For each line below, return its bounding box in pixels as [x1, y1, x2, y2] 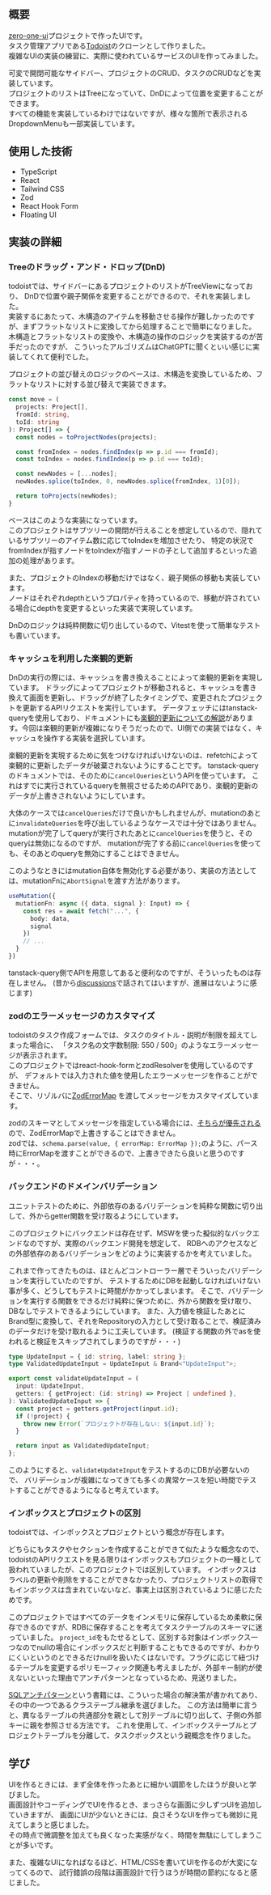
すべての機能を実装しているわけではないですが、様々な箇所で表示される [8, 108, 248, 118]
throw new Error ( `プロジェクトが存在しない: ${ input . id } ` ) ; [23, 1419, 215, 1428]
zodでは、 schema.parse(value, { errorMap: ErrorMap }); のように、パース [8, 1138, 258, 1148]
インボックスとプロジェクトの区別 [8, 1507, 142, 1519]
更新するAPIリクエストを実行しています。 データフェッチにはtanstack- [22, 703, 258, 713]
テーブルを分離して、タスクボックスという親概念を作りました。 [43, 1731, 256, 1740]
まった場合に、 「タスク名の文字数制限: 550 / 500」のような [8, 1041, 210, 1050]
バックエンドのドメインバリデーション [8, 1181, 158, 1192]
